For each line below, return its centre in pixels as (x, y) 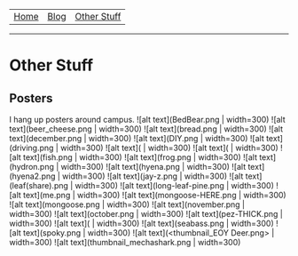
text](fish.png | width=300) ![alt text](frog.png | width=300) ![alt (140, 157)
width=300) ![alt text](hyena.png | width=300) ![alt (153, 167)
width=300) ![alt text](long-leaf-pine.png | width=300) (175, 185)
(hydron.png (32, 167)
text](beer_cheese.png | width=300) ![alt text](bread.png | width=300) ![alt (146, 129)
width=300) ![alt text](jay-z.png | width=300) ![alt (153, 176)
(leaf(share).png (39, 185)
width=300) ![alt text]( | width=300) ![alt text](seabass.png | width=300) (142, 223)
